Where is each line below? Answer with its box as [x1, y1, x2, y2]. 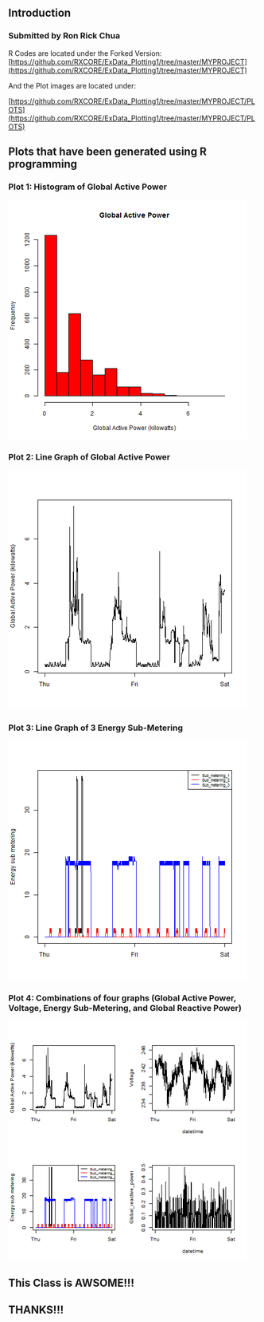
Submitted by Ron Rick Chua [8, 30, 121, 41]
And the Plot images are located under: [8, 81, 137, 90]
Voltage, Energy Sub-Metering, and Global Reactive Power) [8, 1002, 243, 1013]
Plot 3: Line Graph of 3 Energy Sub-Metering [8, 722, 184, 733]
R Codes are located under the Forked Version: [8, 48, 162, 58]
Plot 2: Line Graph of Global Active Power [8, 452, 171, 463]
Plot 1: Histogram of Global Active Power [8, 181, 167, 192]
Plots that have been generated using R [8, 145, 207, 159]
